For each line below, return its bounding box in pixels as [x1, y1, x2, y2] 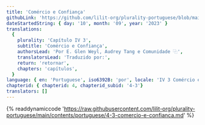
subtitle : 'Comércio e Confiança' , [17, 43, 108, 49]
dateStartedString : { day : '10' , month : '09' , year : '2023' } [6, 20, 168, 26]
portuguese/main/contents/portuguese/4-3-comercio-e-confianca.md [6, 111, 184, 119]
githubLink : [6, 15, 37, 21]
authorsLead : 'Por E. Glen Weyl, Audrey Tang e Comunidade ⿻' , [17, 49, 183, 55]
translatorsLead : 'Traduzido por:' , [17, 54, 111, 60]
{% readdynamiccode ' [6, 105, 64, 112]
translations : [6, 26, 43, 32]
